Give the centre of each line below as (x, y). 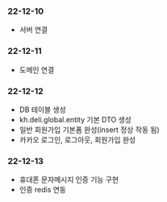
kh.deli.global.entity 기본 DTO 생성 (75, 119)
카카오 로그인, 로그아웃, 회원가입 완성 (77, 139)
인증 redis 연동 (42, 190)
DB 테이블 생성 (42, 109)
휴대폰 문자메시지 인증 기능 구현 (69, 179)
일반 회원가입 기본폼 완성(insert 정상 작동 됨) (89, 130)
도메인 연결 (37, 69)
